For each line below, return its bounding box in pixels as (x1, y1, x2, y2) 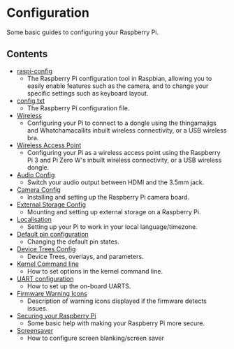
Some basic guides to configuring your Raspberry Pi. (6, 28, 159, 36)
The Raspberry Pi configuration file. (27, 103, 130, 112)
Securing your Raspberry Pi (16, 311, 96, 320)
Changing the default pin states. (27, 237, 120, 246)
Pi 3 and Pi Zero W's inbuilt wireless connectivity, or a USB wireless (27, 156, 222, 164)
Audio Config (16, 170, 55, 179)
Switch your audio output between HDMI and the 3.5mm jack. (27, 178, 205, 186)
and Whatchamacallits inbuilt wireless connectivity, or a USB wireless (27, 126, 227, 134)
